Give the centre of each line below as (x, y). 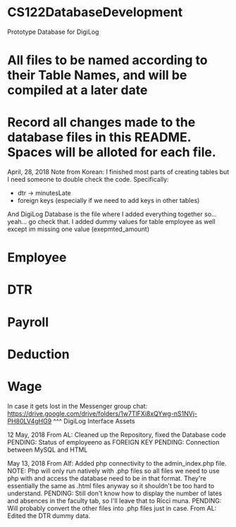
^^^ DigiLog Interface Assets (94, 421)
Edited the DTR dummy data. (49, 516)
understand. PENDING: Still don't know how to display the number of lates (114, 493)
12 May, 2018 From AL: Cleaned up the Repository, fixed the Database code (117, 435)
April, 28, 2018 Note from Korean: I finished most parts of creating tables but (118, 172)
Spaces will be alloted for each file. (112, 153)
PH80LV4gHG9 (30, 421)
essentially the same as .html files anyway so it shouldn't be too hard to (111, 485)
